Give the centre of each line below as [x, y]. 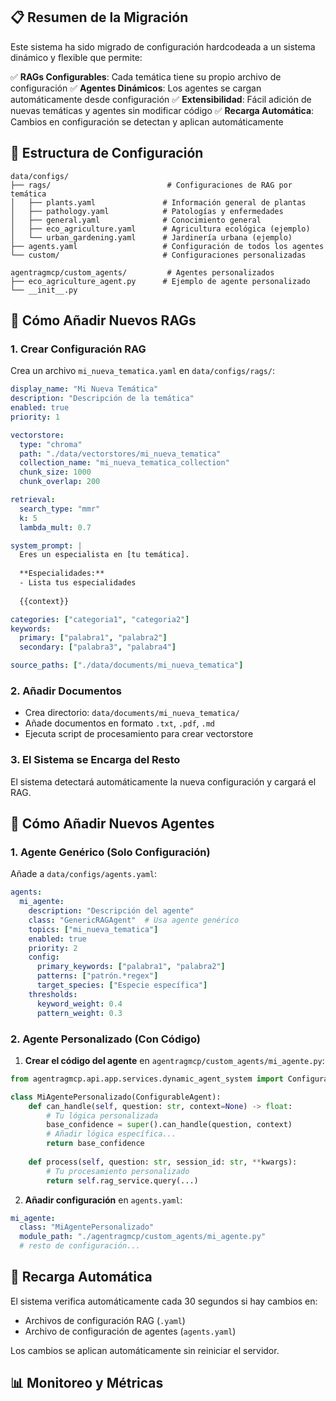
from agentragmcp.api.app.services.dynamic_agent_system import [147, 1079]
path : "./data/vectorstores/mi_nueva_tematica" [120, 454]
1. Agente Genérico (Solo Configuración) [110, 852]
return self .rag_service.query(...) [122, 1180]
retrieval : [33, 500]
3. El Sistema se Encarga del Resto [95, 760]
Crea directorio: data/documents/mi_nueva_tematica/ [132, 713]
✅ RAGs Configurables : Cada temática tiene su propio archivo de [146, 76]
